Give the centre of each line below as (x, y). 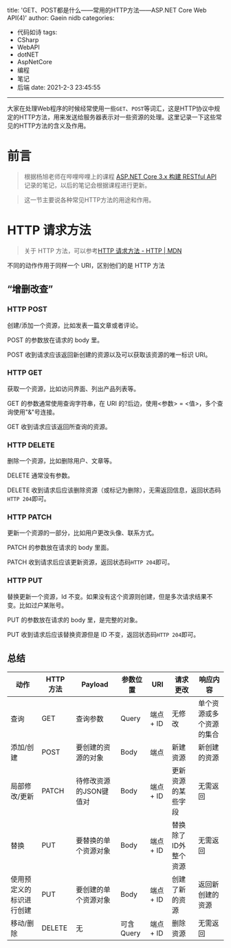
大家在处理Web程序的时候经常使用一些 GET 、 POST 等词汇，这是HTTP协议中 (111, 108)
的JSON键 (92, 791)
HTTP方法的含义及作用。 (54, 126)
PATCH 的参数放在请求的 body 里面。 (60, 548)
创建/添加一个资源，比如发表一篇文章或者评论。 (75, 325)
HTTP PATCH (30, 517)
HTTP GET (25, 373)
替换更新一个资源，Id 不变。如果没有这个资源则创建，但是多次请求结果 (107, 596)
